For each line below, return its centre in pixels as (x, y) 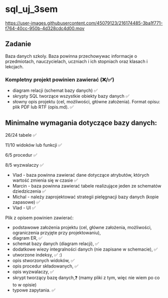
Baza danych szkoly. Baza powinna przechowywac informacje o (71, 56)
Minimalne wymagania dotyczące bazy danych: (81, 123)
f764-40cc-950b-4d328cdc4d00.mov (45, 28)
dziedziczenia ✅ (29, 191)
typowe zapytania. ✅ (34, 290)
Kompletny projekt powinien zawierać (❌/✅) (60, 79)
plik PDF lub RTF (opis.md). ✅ (43, 107)
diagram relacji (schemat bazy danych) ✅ (55, 90)
